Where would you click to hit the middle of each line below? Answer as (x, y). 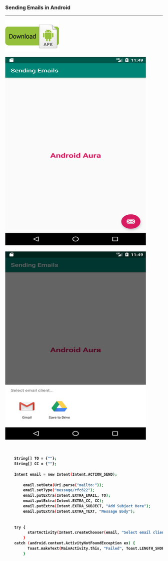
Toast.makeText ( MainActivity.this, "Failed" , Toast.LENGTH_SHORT (97, 548)
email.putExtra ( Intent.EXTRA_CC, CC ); (63, 501)
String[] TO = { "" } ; (35, 459)
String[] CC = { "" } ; (35, 464)
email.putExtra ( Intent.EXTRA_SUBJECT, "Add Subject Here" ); (87, 506)
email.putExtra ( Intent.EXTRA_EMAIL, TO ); (67, 496)
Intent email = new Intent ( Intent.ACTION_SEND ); (66, 474)
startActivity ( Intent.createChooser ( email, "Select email (89, 533)
